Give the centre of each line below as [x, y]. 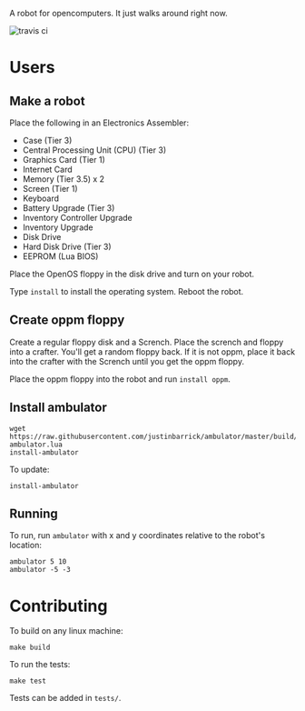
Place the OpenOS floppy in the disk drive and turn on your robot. [132, 274]
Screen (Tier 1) [50, 189]
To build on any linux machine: [66, 631]
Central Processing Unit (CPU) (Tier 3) [94, 150]
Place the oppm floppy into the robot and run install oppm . [120, 379]
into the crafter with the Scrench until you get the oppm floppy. [127, 361]
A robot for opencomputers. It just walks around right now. [119, 13]
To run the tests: [40, 665]
